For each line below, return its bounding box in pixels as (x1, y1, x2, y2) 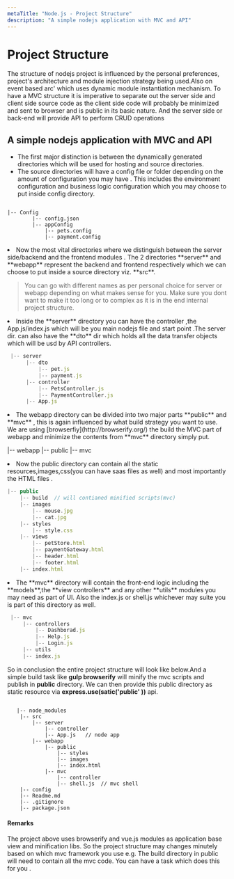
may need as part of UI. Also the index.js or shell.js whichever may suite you (7, 593, 226, 601)
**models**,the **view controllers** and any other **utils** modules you (7, 585, 216, 594)
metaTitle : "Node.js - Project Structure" (7, 10, 132, 17)
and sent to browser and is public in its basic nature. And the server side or (7, 106, 223, 115)
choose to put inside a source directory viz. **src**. (7, 268, 155, 276)
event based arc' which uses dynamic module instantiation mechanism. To (7, 84, 221, 93)
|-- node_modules (16, 707, 68, 714)
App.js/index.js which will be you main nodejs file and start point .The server (7, 324, 226, 333)
